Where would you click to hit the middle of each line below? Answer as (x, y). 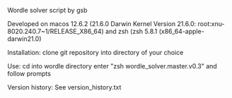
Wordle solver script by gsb (47, 10)
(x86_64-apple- (182, 31)
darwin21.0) (24, 39)
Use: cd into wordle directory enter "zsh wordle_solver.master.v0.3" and (112, 66)
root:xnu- (211, 24)
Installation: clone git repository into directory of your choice (95, 53)
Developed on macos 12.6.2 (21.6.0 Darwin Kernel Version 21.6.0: (102, 24)
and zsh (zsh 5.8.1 (131, 31)
